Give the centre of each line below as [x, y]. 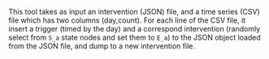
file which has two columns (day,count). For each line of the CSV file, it [127, 20]
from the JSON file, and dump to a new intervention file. [102, 46]
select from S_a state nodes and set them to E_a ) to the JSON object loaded [135, 37]
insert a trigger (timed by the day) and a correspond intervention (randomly [134, 29]
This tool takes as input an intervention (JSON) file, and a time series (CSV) [134, 12]
